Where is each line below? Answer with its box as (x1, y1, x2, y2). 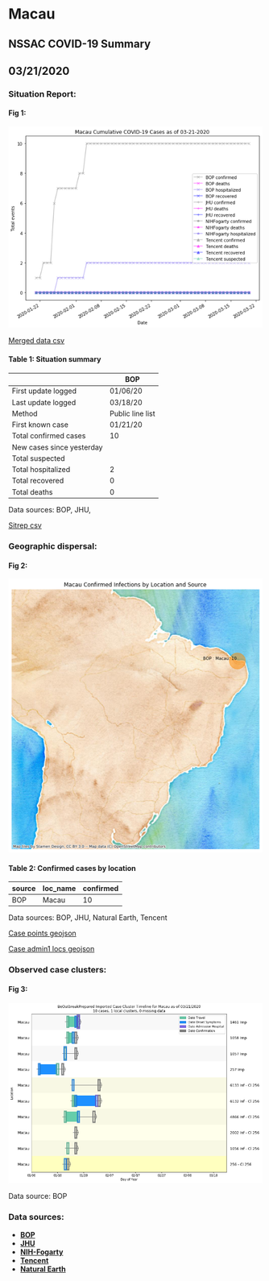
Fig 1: (8, 108, 27, 118)
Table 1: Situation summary (8, 354, 101, 363)
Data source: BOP (8, 1192, 68, 1201)
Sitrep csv (8, 520, 42, 530)
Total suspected (11, 453, 65, 463)
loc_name (43, 883, 77, 893)
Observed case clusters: (8, 964, 107, 976)
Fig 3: (8, 984, 28, 993)
